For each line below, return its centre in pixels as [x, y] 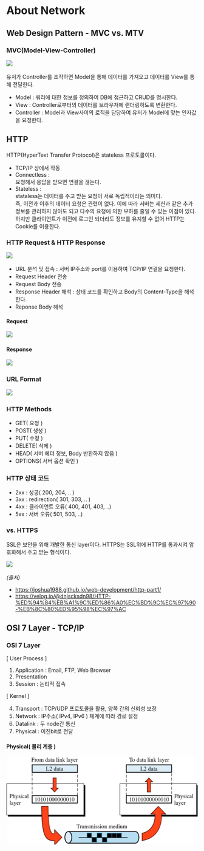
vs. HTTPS [22, 530]
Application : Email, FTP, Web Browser [63, 670]
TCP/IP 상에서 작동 [38, 168]
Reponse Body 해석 [39, 307]
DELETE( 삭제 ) [33, 446]
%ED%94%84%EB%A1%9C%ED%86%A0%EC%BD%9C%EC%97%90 [105, 603]
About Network [46, 11]
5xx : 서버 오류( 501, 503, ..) [49, 514]
